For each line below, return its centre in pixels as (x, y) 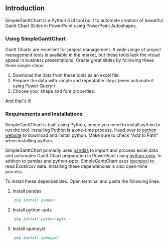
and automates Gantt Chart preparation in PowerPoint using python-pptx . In (83, 156)
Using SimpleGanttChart (36, 39)
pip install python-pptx (40, 219)
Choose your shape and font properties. (54, 91)
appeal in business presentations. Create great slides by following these (79, 60)
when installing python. (29, 141)
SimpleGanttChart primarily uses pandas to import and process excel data (81, 150)
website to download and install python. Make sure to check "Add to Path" (82, 135)
